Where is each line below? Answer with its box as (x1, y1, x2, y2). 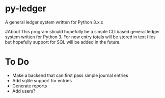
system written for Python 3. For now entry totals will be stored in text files (5, 34, 156, 40)
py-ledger (5, 3, 47, 14)
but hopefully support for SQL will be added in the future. (5, 39, 121, 45)
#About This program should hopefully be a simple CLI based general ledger (5, 28, 160, 34)
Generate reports (12, 83, 48, 89)
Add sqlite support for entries (12, 77, 72, 83)
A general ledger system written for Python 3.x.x (5, 19, 103, 25)
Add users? (12, 88, 36, 94)
